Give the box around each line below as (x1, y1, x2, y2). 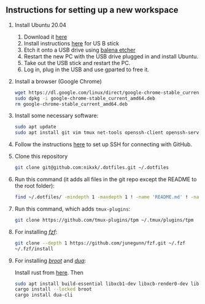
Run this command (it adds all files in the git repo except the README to (14, 176, 197, 183)
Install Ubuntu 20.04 (14, 21, 67, 28)
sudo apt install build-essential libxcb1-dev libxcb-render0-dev (14, 281, 188, 287)
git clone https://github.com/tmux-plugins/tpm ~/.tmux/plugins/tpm (14, 217, 194, 223)
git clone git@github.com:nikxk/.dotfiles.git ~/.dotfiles (14, 165, 169, 171)
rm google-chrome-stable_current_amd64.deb (14, 101, 128, 107)
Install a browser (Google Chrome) (14, 77, 102, 85)
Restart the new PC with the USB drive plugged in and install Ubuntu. (23, 52, 199, 60)
